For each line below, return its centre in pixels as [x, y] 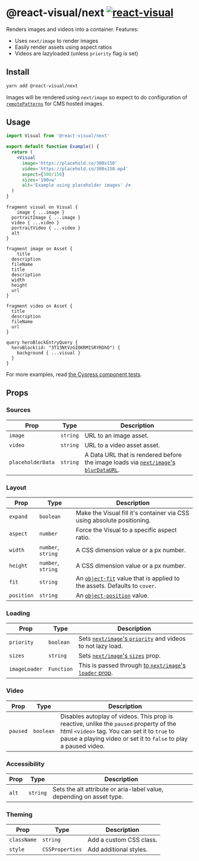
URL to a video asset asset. [122, 445]
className [23, 840]
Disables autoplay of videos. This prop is [117, 716]
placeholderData [32, 462]
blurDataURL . [102, 469]
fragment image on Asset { [39, 249]
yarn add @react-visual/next [42, 86]
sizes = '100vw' [39, 180]
